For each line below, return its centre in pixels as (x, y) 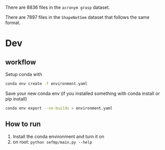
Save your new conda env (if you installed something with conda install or (83, 93)
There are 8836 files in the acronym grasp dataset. (58, 7)
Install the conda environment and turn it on (58, 136)
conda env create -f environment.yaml (46, 84)
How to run (23, 124)
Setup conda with (24, 74)
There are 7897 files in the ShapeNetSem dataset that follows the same (77, 17)
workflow (21, 62)
